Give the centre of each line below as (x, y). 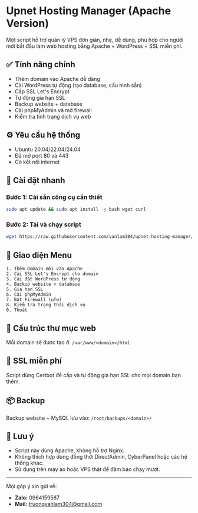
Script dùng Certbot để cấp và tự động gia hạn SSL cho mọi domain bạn (94, 375)
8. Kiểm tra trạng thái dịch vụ (46, 305)
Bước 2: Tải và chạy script (44, 224)
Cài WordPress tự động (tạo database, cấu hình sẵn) (78, 85)
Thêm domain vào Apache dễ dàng (57, 79)
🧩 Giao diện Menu (39, 255)
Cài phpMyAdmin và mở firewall (53, 110)
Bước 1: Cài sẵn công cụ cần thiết (54, 197)
